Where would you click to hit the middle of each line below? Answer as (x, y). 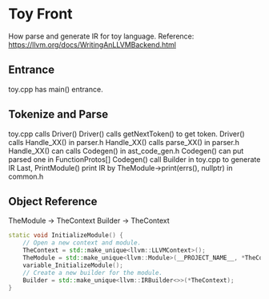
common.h (26, 176)
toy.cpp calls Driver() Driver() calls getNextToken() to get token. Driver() (127, 134)
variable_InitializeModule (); (73, 265)
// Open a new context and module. (82, 243)
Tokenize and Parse (58, 114)
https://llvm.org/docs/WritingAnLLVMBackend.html (92, 44)
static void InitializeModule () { (66, 236)
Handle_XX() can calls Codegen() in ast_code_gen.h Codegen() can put (126, 151)
